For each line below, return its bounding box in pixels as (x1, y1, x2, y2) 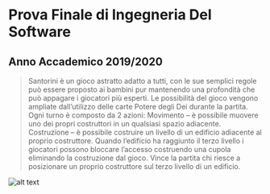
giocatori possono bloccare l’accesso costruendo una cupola (27, 145, 231, 154)
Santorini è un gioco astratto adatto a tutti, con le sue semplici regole (27, 76, 257, 85)
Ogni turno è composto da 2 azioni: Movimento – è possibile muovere (27, 110, 260, 120)
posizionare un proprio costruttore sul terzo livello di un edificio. (27, 162, 241, 171)
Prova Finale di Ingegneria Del (8, 6, 212, 24)
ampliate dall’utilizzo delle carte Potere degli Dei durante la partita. (27, 102, 248, 111)
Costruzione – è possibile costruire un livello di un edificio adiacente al (27, 127, 262, 137)
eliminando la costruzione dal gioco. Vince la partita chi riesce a (27, 153, 241, 163)
